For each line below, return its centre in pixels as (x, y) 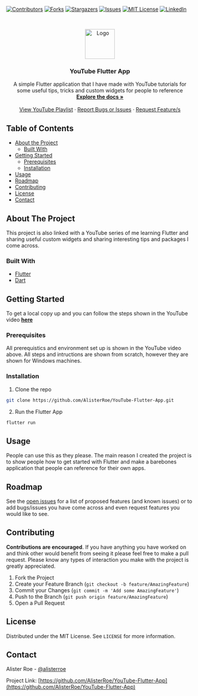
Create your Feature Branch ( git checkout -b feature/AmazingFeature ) (102, 584)
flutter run (21, 423)
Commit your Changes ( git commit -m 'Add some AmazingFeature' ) (97, 590)
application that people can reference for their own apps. (76, 468)
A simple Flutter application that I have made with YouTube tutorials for (100, 84)
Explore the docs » (100, 97)
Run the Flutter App (39, 412)
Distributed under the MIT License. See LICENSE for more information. (91, 636)
